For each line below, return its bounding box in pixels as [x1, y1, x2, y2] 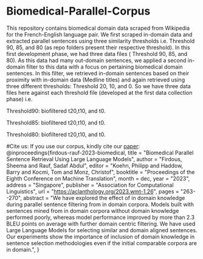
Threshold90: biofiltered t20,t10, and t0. [6, 107, 106, 114]
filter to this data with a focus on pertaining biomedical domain [26, 63, 184, 71]
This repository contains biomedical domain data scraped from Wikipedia [6, 24, 190, 32]
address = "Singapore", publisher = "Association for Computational [6, 181, 174, 188]
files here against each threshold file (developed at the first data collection [6, 89, 193, 96]
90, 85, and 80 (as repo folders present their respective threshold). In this [6, 44, 190, 51]
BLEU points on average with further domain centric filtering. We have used [6, 220, 196, 227]
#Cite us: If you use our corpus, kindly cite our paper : [6, 142, 140, 150]
